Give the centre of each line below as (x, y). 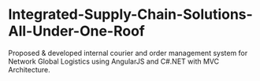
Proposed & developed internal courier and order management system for (128, 53)
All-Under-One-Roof (77, 31)
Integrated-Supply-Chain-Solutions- (131, 15)
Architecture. (30, 69)
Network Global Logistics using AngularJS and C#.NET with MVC (114, 61)
